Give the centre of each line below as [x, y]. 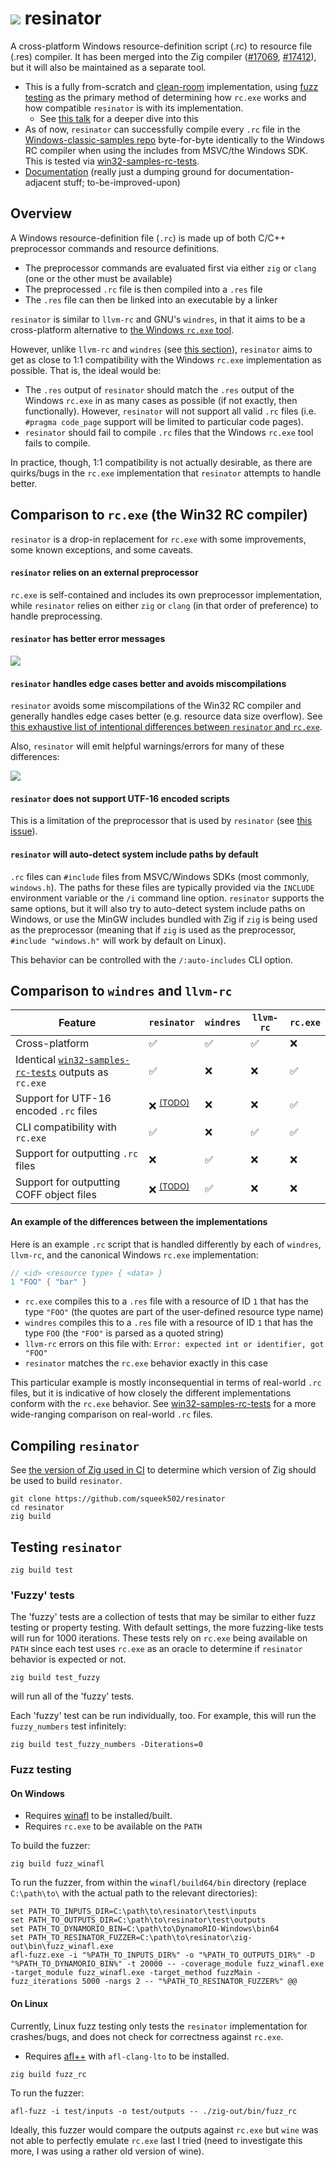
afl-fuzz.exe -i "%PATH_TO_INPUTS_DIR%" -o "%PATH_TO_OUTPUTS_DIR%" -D [162, 1955]
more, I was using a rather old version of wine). [107, 2151]
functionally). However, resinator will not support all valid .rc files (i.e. [170, 411]
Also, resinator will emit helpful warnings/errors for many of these [147, 746]
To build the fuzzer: [50, 1846]
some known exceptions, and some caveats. [102, 549]
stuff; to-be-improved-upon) [122, 182]
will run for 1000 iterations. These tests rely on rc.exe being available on [159, 1638]
